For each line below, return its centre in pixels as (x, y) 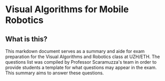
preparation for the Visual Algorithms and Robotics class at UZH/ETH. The (82, 57)
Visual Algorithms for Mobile (67, 9)
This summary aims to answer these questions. (55, 73)
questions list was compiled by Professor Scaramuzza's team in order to (81, 62)
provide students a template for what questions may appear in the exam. (81, 67)
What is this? (26, 39)
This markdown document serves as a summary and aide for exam (75, 51)
